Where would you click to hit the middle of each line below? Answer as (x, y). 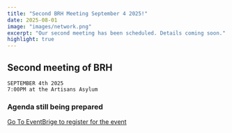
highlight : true (31, 39)
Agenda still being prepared (55, 107)
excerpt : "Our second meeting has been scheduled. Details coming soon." (117, 33)
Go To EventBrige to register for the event (67, 122)
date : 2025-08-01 (32, 20)
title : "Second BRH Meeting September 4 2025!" (78, 14)
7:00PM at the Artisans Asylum (53, 89)
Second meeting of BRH (60, 68)
